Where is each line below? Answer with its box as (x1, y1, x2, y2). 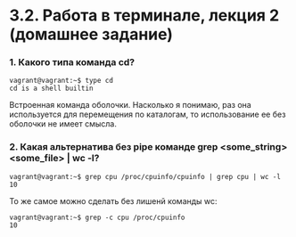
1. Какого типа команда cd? (9, 56, 136, 69)
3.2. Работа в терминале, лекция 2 (9, 5, 280, 26)
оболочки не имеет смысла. (9, 118, 118, 129)
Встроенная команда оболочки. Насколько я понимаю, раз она (9, 100, 251, 110)
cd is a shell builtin (9, 84, 94, 94)
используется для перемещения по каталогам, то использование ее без (9, 109, 286, 120)
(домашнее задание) (9, 24, 174, 45)
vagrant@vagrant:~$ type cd (9, 77, 114, 86)
